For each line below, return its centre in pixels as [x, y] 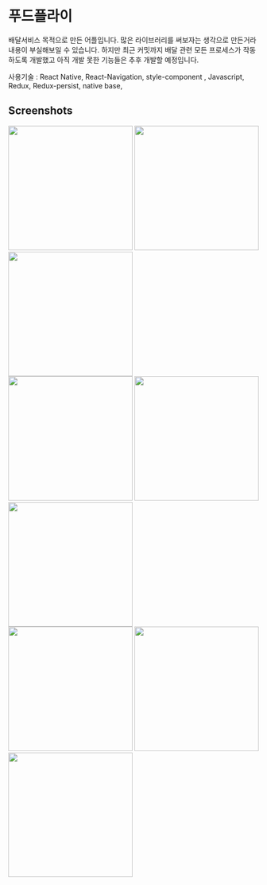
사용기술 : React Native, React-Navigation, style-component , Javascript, [126, 76]
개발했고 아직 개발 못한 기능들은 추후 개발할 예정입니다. [114, 60]
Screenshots [41, 111]
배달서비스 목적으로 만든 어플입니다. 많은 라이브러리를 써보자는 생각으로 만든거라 [132, 40]
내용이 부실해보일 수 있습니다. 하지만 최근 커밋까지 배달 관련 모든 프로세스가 [125, 49]
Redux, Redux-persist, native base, [66, 85]
